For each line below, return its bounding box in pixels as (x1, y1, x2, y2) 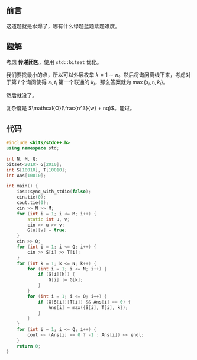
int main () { (6, 183, 38, 189)
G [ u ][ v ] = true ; (27, 227, 67, 233)
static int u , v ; (27, 216, 70, 222)
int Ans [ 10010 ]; (6, 173, 46, 179)
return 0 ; (17, 343, 41, 349)
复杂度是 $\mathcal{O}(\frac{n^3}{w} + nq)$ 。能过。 (6, 104, 135, 111)
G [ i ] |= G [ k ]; (48, 277, 83, 283)
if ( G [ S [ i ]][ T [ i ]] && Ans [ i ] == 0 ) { (37, 299, 131, 305)
